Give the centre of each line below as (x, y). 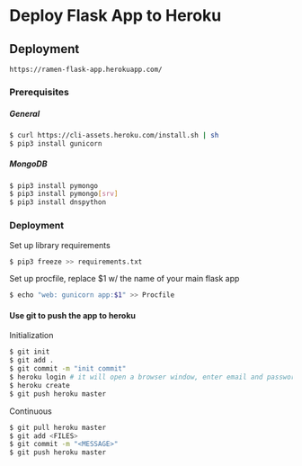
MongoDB (28, 164)
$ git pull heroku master (58, 427)
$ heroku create (40, 385)
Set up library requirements (60, 245)
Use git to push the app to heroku (73, 315)
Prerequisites (39, 92)
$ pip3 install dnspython (58, 202)
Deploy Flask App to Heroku (115, 16)
